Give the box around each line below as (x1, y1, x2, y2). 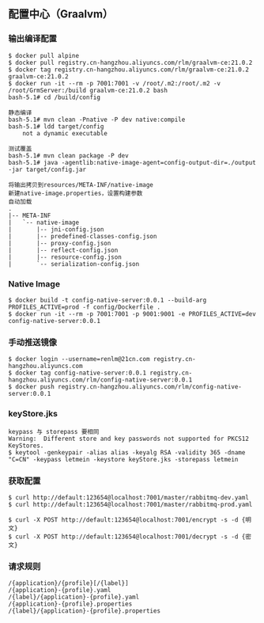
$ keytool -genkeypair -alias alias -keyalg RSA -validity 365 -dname (8, 448, 246, 457)
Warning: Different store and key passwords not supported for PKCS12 (8, 435, 249, 443)
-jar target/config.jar (8, 165, 87, 173)
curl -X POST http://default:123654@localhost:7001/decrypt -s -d (15, 533, 239, 541)
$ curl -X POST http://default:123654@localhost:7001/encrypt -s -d (8, 515, 239, 524)
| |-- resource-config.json (8, 253, 123, 261)
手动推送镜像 (8, 336, 58, 348)
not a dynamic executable (22, 129, 108, 137)
